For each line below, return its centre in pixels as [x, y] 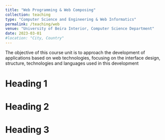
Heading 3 [27, 130]
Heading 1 [26, 84]
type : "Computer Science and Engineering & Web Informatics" [71, 19]
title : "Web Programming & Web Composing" [50, 10]
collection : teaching [28, 15]
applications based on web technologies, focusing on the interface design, [83, 58]
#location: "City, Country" [35, 38]
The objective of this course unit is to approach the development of [75, 52]
